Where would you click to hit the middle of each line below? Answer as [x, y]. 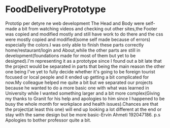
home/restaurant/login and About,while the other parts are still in [73, 50]
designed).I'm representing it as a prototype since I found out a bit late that [83, 61]
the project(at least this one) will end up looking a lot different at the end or [83, 109]
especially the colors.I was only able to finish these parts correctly [75, 45]
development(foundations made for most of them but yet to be [71, 55]
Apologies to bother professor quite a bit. [48, 120]
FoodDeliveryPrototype [56, 9]
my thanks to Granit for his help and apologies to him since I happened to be [85, 98]
